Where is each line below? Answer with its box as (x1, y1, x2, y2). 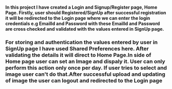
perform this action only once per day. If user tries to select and (5, 64, 167, 71)
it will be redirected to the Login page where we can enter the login (5, 15, 150, 21)
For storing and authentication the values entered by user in (5, 38, 158, 46)
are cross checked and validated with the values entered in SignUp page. (5, 26, 164, 32)
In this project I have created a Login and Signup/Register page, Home (5, 4, 158, 10)
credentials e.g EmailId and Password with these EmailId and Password (5, 20, 160, 27)
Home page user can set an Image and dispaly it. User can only (5, 58, 165, 65)
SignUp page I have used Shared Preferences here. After (5, 45, 149, 52)
